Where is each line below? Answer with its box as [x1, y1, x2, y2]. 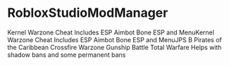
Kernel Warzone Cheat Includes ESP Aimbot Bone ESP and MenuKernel [7, 28, 215, 37]
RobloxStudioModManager [7, 5, 168, 21]
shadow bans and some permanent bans [7, 51, 126, 59]
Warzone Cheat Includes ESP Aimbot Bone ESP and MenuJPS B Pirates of [7, 35, 222, 44]
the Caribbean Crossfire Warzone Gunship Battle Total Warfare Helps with [7, 43, 222, 51]
